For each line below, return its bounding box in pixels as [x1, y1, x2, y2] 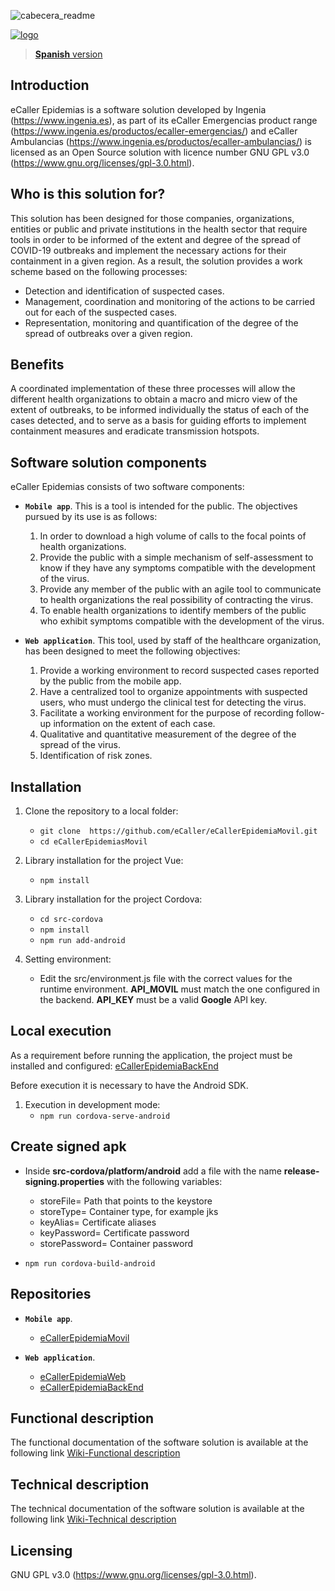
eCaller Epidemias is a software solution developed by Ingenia [10, 103, 267, 115]
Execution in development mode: [24, 1098, 161, 1110]
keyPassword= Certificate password [39, 1226, 190, 1239]
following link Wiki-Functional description [10, 1447, 181, 1459]
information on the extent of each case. [53, 718, 216, 730]
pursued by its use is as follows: [24, 511, 158, 523]
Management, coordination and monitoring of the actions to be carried [24, 295, 316, 307]
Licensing [10, 1542, 73, 1559]
